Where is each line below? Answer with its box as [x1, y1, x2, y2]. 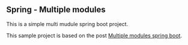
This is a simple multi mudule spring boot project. [6, 20, 129, 27]
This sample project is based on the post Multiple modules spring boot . [6, 32, 182, 39]
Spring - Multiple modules [6, 5, 106, 15]
